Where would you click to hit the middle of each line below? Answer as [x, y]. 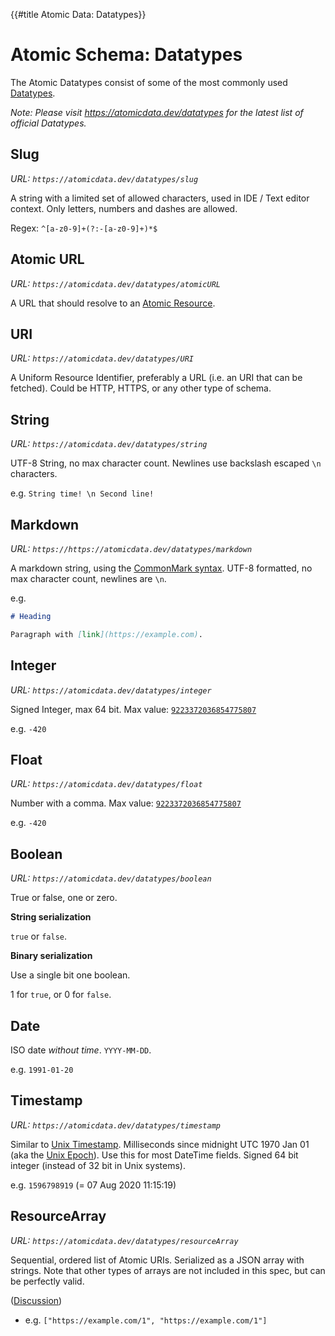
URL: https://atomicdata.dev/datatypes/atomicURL [115, 283]
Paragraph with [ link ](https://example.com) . [106, 634]
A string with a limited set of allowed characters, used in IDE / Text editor [160, 198]
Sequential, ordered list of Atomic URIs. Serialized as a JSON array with [157, 1260]
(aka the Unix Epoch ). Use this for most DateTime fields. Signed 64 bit [154, 1155]
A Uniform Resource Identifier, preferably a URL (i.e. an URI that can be [156, 378]
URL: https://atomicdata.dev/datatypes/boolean [111, 878]
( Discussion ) [36, 1300]
